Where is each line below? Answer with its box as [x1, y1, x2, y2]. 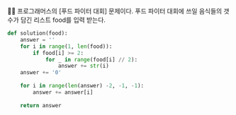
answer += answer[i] [33, 88, 94, 96]
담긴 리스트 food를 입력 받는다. [20, 16, 106, 24]
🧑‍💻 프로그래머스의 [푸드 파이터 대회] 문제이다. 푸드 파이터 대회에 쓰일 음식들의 [7, 7, 223, 15]
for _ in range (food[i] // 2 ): [45, 56, 138, 63]
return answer [20, 102, 62, 109]
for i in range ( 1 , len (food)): [20, 42, 113, 50]
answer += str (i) [57, 63, 110, 70]
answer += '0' [20, 69, 62, 76]
